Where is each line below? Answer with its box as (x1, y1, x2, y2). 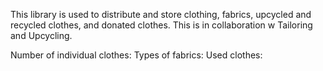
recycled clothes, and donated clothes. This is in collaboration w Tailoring (10, 19, 313, 31)
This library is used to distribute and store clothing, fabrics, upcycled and (10, 9, 312, 20)
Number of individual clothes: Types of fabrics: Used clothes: (10, 49, 263, 61)
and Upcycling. (10, 30, 73, 41)
